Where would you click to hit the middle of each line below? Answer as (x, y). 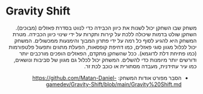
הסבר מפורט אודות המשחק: (150, 78)
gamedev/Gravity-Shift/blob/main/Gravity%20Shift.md (114, 84)
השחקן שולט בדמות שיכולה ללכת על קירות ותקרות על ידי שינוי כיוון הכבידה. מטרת (105, 34)
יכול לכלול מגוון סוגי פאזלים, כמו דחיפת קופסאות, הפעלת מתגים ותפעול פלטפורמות (103, 47)
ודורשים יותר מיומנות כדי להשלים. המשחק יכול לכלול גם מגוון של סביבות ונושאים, (105, 60)
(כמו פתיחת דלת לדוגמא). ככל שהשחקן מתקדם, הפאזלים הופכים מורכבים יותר (108, 53)
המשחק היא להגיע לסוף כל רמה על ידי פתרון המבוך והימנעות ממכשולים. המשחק (105, 40)
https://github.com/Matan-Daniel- (75, 78)
